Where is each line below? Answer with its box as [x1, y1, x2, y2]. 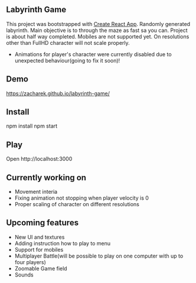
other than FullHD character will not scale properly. [6, 39, 130, 46]
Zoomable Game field [14, 265, 67, 272]
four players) [14, 258, 46, 265]
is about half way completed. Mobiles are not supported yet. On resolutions [6, 32, 190, 40]
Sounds [14, 271, 34, 278]
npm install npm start [6, 122, 58, 129]
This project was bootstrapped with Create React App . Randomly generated [6, 20, 191, 27]
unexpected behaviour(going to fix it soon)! [14, 57, 120, 64]
